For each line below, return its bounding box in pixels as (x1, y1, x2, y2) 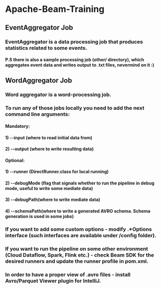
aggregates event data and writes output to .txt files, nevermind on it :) (5, 62, 155, 68)
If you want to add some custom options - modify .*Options (5, 226, 152, 232)
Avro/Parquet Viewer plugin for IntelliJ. (5, 277, 101, 284)
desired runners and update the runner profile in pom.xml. (5, 258, 149, 265)
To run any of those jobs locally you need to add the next (5, 104, 145, 111)
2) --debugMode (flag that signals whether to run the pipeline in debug (5, 180, 155, 186)
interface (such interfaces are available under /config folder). (5, 232, 157, 239)
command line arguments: (5, 111, 70, 118)
